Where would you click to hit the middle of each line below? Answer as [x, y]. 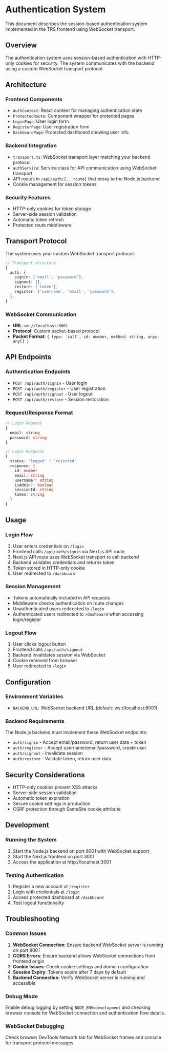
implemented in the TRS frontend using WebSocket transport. [70, 29]
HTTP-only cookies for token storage [52, 209]
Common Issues [26, 933]
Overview [21, 45]
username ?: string [34, 480]
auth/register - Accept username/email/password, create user [80, 748]
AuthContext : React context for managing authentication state [77, 110]
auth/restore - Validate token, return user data [62, 759]
